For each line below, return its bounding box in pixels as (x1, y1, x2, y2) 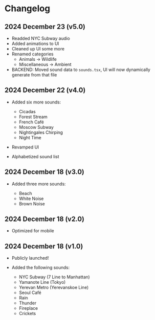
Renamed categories (11, 51, 54, 57)
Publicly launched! (11, 255, 49, 261)
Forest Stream (19, 114, 47, 120)
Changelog (4, 3, 50, 14)
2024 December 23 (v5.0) (4, 23, 86, 31)
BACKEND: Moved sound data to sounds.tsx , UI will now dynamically (11, 67, 151, 73)
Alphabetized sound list (11, 153, 60, 159)
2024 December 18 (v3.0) (4, 168, 85, 176)
